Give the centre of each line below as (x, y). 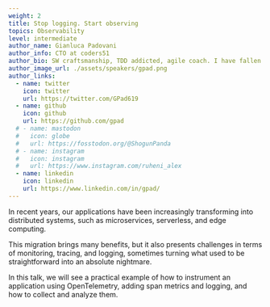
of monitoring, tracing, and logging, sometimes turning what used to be (127, 253)
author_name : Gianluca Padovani (62, 46)
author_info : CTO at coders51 (59, 53)
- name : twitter (43, 83)
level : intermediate (43, 38)
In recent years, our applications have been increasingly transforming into (131, 212)
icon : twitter (46, 91)
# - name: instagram (50, 151)
